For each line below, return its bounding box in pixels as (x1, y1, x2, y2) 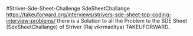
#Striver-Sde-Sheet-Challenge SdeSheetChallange (6, 5, 130, 12)
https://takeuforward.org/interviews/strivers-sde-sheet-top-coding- (6, 11, 172, 18)
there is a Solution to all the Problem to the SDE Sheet (57, 17, 188, 24)
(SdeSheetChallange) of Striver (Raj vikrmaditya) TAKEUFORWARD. (6, 23, 170, 30)
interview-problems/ (6, 17, 56, 24)
